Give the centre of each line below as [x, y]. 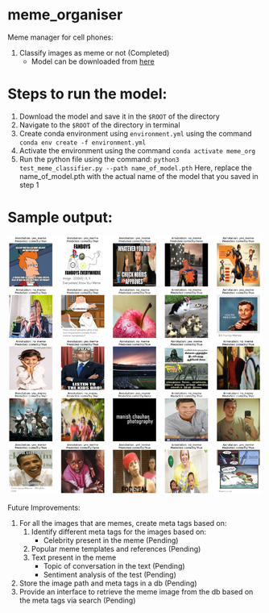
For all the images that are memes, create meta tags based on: [123, 523]
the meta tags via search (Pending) [77, 600]
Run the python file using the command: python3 [99, 159]
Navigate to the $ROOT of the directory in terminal [99, 125]
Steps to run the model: [87, 94]
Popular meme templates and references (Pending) [116, 548]
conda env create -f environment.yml [83, 143]
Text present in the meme [74, 557]
